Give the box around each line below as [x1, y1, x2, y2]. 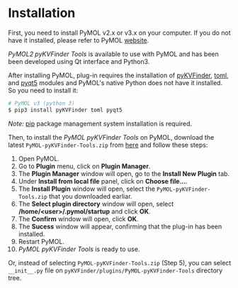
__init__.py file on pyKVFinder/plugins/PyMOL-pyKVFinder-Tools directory [8, 266, 223, 275]
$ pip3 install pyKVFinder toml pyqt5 [8, 106, 123, 113]
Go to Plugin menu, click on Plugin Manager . [18, 162, 151, 170]
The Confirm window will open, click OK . [18, 214, 139, 223]
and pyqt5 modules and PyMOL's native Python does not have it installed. [8, 78, 222, 87]
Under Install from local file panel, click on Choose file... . [18, 177, 188, 185]
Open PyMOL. [18, 154, 59, 162]
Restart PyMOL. [18, 237, 64, 245]
